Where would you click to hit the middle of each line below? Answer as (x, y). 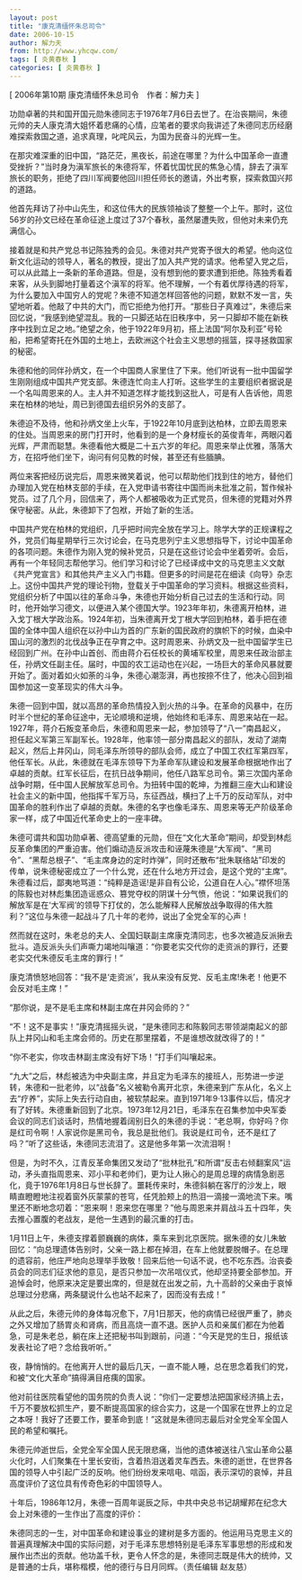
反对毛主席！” (43, 988)
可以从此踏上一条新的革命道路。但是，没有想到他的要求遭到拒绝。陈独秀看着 (151, 272)
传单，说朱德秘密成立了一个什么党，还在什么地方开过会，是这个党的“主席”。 (151, 871)
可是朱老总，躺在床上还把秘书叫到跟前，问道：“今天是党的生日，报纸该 (157, 1336)
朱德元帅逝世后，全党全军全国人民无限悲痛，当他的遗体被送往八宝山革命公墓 (151, 1449)
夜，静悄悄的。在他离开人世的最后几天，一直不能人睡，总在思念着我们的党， (151, 1366)
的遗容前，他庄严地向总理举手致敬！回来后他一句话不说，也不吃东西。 (139, 1260)
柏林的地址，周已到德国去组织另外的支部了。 (107, 404)
